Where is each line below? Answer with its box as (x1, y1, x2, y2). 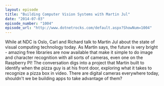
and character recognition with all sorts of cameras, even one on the (5, 55, 143, 60)
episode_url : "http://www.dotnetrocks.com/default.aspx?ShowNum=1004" (5, 26, 152, 30)
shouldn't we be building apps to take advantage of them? (5, 76, 122, 82)
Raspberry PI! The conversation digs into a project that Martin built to (5, 60, 144, 66)
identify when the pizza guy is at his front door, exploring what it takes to (5, 65, 152, 71)
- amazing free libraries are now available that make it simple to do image (5, 50, 153, 56)
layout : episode (5, 7, 38, 12)
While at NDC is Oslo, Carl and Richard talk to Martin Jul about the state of (5, 39, 155, 45)
